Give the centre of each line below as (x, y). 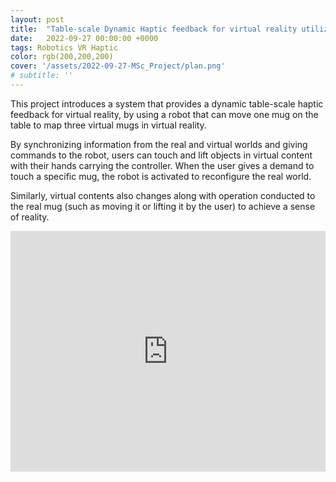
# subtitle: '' (42, 76)
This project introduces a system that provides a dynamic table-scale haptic (167, 103)
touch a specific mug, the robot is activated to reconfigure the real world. (161, 176)
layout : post (37, 19)
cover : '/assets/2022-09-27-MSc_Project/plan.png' (118, 66)
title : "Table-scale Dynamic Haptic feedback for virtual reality (154, 29)
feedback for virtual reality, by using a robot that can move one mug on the (164, 114)
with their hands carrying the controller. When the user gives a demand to (162, 165)
